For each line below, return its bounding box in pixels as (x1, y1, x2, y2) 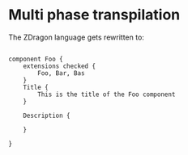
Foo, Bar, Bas (37, 69, 85, 77)
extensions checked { (23, 62, 96, 70)
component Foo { (8, 55, 63, 63)
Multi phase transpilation (8, 6, 181, 24)
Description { (23, 111, 70, 119)
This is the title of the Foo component (37, 90, 176, 98)
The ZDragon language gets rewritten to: (8, 32, 144, 42)
